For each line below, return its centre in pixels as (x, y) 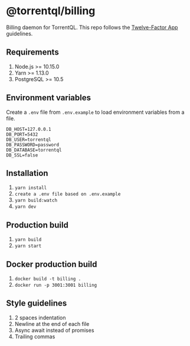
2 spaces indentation (40, 318)
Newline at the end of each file (52, 323)
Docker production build (52, 264)
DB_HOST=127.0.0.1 (29, 129)
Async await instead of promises (54, 330)
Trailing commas (35, 337)
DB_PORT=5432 (22, 134)
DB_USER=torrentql (29, 140)
